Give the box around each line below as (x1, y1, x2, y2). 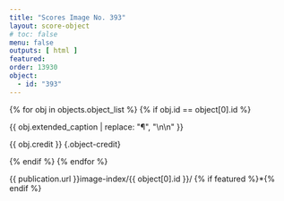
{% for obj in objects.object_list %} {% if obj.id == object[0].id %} (9, 104, 252, 114)
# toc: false (9, 29, 58, 38)
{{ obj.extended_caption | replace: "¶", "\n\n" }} (9, 121, 184, 132)
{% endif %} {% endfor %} (9, 155, 108, 166)
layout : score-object (9, 21, 90, 30)
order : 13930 (9, 63, 58, 72)
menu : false (9, 38, 54, 47)
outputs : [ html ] (9, 46, 78, 55)
